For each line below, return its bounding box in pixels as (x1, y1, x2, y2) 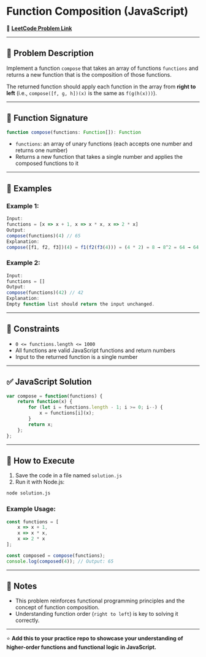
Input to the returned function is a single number (15, 353, 138, 360)
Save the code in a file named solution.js (15, 472, 123, 479)
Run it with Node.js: (15, 478, 65, 486)
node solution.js (6, 490, 51, 496)
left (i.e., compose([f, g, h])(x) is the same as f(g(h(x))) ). (6, 89, 158, 96)
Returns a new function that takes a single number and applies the (15, 153, 183, 161)
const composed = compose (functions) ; (6, 552, 105, 559)
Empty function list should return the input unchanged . (6, 301, 155, 307)
